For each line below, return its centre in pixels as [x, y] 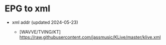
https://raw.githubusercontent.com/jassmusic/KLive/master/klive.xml [90, 37]
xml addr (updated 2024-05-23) [45, 22]
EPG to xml [27, 9]
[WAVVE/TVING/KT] [40, 32]
